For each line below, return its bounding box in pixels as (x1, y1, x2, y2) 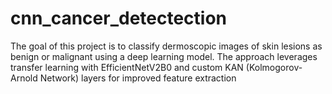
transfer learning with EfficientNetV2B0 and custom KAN (10, 61, 244, 73)
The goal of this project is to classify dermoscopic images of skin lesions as (10, 40, 323, 52)
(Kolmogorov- (245, 61, 303, 73)
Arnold (10, 72, 38, 84)
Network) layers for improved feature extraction (39, 72, 237, 84)
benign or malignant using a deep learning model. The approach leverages (10, 50, 318, 62)
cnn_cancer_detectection (10, 7, 228, 30)
